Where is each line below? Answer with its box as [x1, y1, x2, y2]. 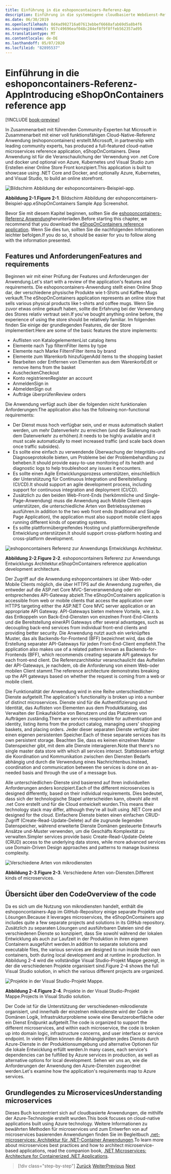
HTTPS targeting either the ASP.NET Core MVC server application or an [5, 603, 156, 609]
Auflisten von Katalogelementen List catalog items [12, 337, 117, 344]
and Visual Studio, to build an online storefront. [5, 175, 104, 181]
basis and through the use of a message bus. [22, 770, 117, 776]
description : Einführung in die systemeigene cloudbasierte [5, 12, 136, 17]
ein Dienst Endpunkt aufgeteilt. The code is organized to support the [5, 1019, 148, 1026]
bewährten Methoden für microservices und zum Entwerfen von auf [5, 1126, 148, 1132]
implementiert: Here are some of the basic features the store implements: [5, 327, 158, 333]
